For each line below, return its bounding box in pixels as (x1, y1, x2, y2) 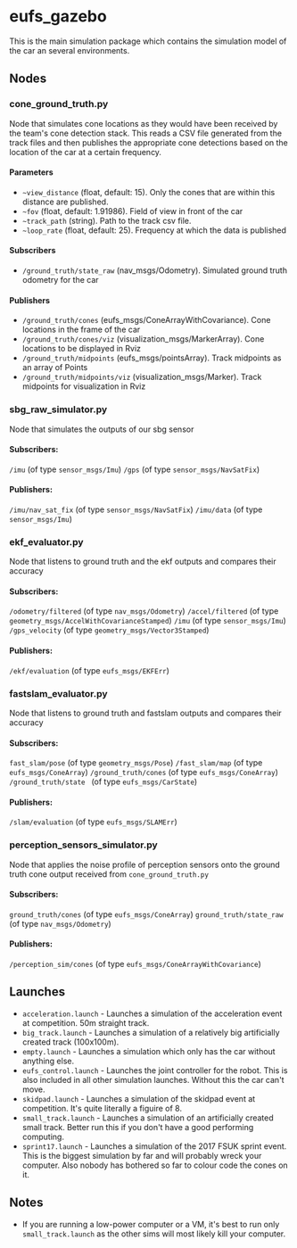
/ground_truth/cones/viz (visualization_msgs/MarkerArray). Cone (21, 334, 265, 344)
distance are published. (21, 196, 109, 207)
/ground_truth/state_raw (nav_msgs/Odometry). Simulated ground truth (21, 265, 288, 276)
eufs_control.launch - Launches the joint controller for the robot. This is (21, 1064, 288, 1076)
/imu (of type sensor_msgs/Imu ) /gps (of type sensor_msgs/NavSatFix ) (9, 464, 260, 475)
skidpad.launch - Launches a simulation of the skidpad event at (21, 1093, 256, 1103)
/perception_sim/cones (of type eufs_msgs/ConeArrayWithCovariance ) (9, 959, 261, 970)
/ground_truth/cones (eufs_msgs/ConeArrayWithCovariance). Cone (21, 315, 271, 326)
